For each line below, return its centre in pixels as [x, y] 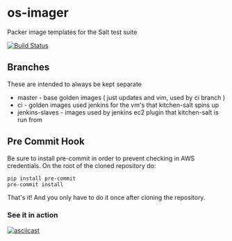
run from [30, 119]
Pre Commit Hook [46, 141]
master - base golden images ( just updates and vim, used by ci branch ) [121, 97]
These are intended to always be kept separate [75, 84]
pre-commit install [35, 184]
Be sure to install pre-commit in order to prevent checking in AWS [101, 158]
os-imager [38, 13]
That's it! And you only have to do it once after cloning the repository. [106, 197]
